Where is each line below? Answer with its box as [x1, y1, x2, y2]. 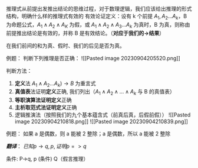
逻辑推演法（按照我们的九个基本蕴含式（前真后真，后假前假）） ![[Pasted [14, 111, 191, 118]
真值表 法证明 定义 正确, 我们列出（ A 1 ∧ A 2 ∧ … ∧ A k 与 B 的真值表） [14, 88, 175, 96]
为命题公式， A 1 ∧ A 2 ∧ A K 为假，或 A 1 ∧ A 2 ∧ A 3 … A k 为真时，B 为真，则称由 [6, 21, 190, 30]
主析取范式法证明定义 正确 [14, 104, 77, 111]
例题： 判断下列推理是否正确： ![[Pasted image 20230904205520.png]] [6, 54, 181, 62]
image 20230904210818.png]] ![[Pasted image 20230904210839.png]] [14, 118, 189, 125]
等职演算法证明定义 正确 [14, 96, 72, 104]
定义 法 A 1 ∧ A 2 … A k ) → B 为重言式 [14, 79, 96, 88]
